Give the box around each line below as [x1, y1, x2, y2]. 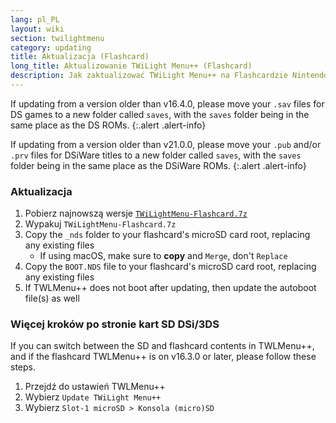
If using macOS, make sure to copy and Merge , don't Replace [39, 250, 288, 262]
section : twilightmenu [10, 33, 105, 43]
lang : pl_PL [10, 14, 60, 25]
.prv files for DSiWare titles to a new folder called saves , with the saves [10, 149, 302, 161]
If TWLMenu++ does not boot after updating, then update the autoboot [24, 282, 317, 294]
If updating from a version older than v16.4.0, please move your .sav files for [10, 97, 325, 110]
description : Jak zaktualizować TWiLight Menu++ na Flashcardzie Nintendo [10, 71, 329, 81]
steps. [10, 361, 36, 373]
